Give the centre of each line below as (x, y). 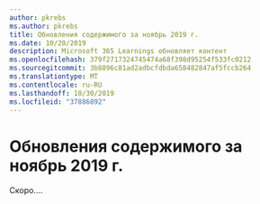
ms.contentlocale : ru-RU (56, 85)
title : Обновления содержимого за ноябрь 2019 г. (104, 34)
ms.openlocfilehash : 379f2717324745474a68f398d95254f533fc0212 (130, 60)
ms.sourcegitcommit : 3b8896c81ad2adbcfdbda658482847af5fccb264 (130, 69)
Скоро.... (26, 190)
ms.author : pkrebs (44, 26)
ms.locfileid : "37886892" (58, 102)
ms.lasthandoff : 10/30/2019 (62, 93)
